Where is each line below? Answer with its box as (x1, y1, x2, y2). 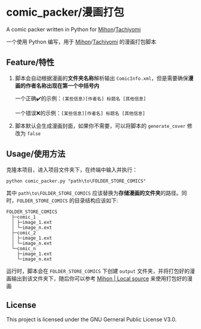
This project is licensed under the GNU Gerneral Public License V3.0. (6, 316, 177, 323)
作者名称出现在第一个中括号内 (25, 82, 100, 89)
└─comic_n (11, 246, 36, 252)
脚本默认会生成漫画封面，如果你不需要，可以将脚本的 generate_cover (14, 122, 186, 129)
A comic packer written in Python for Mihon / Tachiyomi (6, 25, 141, 33)
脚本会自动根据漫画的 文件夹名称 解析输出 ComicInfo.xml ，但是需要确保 (14, 74, 188, 82)
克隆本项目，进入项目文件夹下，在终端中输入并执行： (6, 166, 138, 173)
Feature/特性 (6, 58, 55, 68)
